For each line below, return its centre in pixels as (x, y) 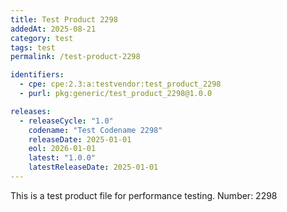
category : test (42, 38)
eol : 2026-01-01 (62, 149)
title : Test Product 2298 (64, 19)
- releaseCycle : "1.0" (66, 121)
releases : (31, 111)
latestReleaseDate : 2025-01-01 (93, 167)
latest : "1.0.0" (62, 158)
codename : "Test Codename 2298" (95, 130)
